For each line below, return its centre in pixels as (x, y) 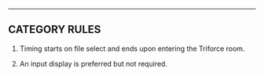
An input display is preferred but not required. (93, 63)
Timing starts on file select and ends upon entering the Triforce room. (132, 49)
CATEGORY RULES (55, 29)
